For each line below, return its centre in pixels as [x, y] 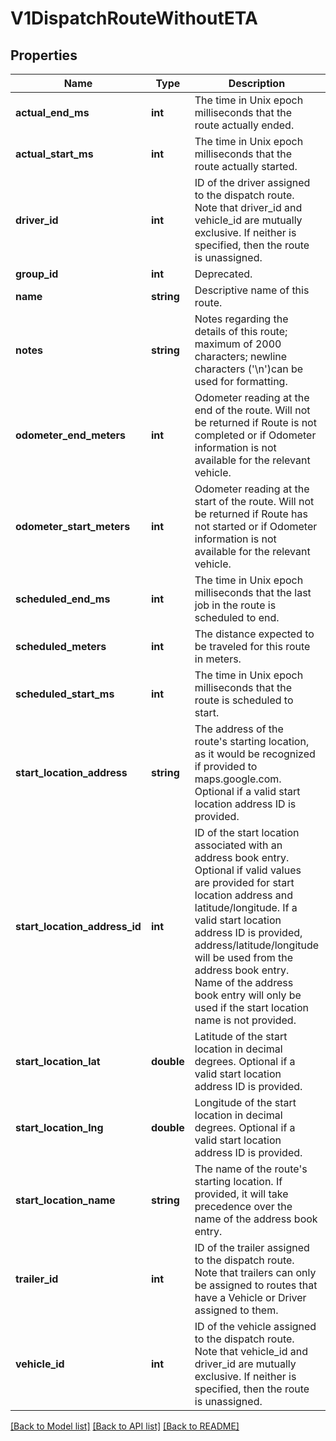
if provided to [226, 766]
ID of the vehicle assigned [255, 1326]
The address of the [239, 729]
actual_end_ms [52, 112]
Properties [44, 55]
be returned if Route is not [255, 422]
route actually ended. [244, 125]
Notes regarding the [241, 319]
